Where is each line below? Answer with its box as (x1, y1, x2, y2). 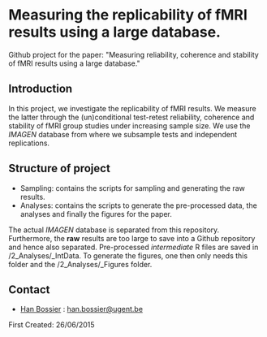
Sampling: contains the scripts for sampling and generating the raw (19, 183, 246, 192)
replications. (8, 138, 50, 148)
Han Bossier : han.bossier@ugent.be (19, 305, 144, 314)
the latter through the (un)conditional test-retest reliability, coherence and (8, 112, 255, 122)
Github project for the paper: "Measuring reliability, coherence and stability (8, 50, 260, 59)
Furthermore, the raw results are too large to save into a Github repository (8, 233, 256, 243)
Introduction (8, 82, 73, 96)
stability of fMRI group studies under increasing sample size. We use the (8, 120, 251, 131)
